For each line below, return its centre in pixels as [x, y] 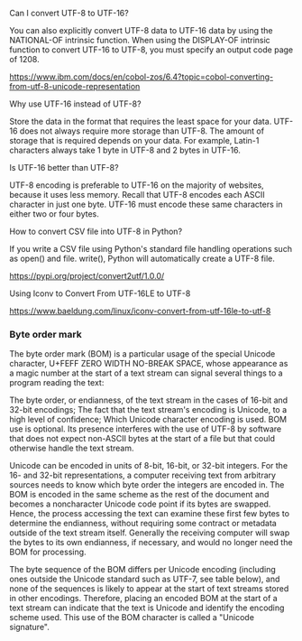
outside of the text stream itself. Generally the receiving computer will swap [150, 533]
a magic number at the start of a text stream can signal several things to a [146, 373]
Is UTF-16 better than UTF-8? [64, 167]
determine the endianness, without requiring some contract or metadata [143, 524]
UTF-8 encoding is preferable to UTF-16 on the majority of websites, [137, 185]
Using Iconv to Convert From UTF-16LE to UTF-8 [100, 293]
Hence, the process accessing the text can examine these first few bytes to [150, 514]
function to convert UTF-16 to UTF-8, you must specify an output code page [151, 50]
